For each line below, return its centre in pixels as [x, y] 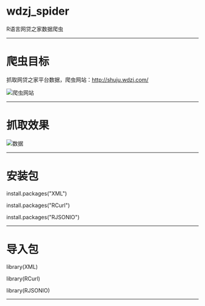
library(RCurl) [23, 279]
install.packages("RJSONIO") [43, 217]
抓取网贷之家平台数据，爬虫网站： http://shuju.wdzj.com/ [77, 79]
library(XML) [22, 266]
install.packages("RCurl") [38, 205]
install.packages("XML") [37, 193]
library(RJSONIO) [28, 290]
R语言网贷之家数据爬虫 [35, 29]
